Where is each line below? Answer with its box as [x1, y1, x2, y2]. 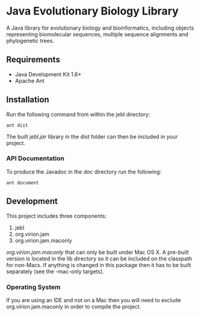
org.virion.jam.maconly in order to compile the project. [6, 303, 142, 310]
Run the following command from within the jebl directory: [6, 111, 151, 118]
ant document [6, 179, 39, 185]
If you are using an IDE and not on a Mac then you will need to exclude [6, 296, 181, 303]
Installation [6, 95, 49, 105]
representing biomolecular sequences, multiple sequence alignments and [6, 30, 189, 37]
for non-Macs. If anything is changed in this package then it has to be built [6, 261, 192, 268]
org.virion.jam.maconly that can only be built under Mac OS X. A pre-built [6, 248, 189, 256]
